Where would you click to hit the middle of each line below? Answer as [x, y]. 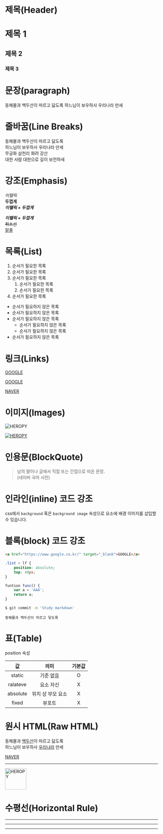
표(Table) [24, 639]
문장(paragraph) [38, 90]
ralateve [17, 684]
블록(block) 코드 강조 [45, 541]
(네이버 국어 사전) [33, 478]
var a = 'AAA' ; [29, 590]
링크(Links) [27, 359]
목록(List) [24, 251]
